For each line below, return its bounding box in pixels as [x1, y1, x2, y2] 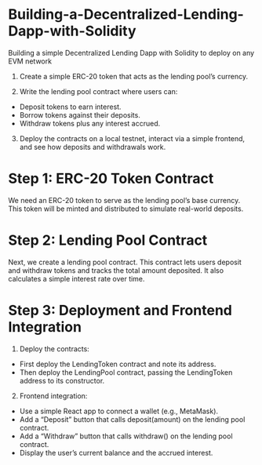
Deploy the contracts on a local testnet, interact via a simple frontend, [19, 133, 246, 143]
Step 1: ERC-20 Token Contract [8, 170, 214, 187]
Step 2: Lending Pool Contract [8, 231, 208, 249]
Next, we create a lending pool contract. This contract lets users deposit [8, 257, 242, 267]
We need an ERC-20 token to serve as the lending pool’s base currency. [8, 195, 241, 205]
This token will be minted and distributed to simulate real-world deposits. [8, 204, 244, 213]
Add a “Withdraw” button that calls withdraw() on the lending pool [19, 431, 233, 441]
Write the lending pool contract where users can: [19, 86, 178, 96]
